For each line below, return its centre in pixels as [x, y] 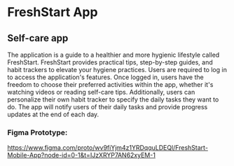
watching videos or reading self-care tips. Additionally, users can [101, 92]
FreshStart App [53, 12]
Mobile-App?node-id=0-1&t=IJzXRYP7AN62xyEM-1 [82, 155]
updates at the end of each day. [53, 114]
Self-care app [38, 38]
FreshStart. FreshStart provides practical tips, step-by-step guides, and [110, 62]
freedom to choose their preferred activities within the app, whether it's [110, 84]
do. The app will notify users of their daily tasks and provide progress [108, 107]
